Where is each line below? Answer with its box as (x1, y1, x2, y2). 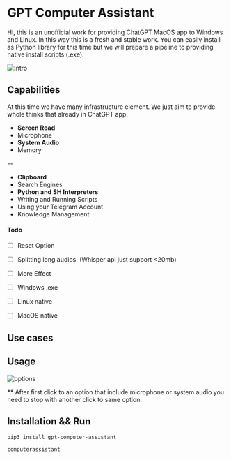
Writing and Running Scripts (17, 195, 98, 203)
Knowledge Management (17, 209, 90, 218)
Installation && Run (7, 415, 91, 427)
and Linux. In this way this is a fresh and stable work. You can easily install (7, 35, 221, 43)
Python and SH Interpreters (17, 187, 99, 196)
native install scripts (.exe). (7, 50, 85, 59)
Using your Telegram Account (17, 202, 104, 211)
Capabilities (7, 84, 61, 96)
